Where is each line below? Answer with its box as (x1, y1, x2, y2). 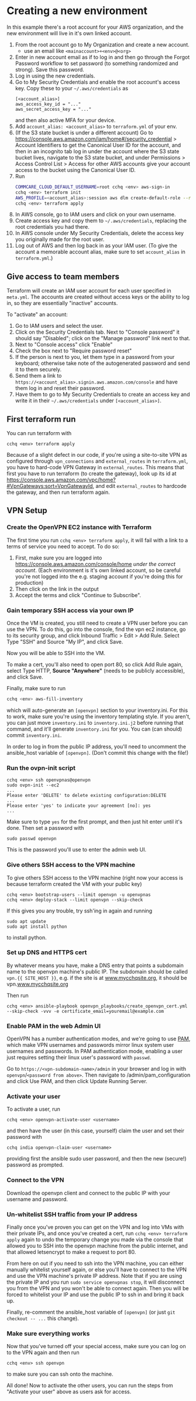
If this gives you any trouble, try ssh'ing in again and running (6, 907, 153, 914)
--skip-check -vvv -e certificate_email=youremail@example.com (6, 1008, 164, 1014)
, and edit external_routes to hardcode (92, 483, 187, 490)
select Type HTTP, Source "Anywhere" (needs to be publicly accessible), (6, 667, 185, 674)
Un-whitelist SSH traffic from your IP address (6, 1210, 138, 1218)
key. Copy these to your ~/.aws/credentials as (15, 84, 128, 91)
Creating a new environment (6, 4, 148, 18)
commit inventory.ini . (6, 731, 62, 738)
